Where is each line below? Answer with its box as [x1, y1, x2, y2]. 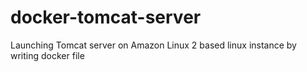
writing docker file [10, 49, 85, 61]
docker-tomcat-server [10, 6, 202, 29]
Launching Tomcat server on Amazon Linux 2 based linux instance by [10, 39, 297, 51]
